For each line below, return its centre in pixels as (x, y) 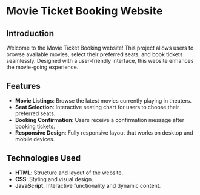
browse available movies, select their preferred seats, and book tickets (95, 54)
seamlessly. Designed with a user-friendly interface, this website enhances (100, 61)
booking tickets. (35, 126)
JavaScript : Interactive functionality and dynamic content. (88, 185)
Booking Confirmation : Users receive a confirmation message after (100, 120)
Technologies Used (43, 158)
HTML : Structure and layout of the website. (69, 173)
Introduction (30, 34)
